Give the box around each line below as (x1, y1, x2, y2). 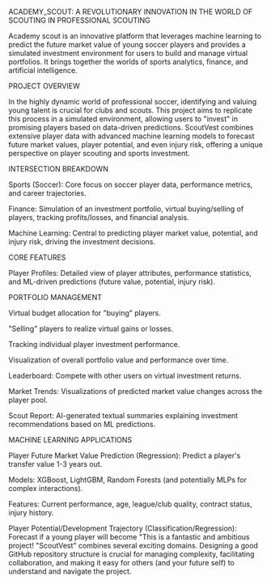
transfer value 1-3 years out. (8, 459, 103, 468)
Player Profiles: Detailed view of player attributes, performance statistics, (8, 269, 252, 277)
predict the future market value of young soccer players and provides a (8, 40, 247, 49)
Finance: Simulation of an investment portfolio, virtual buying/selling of (8, 204, 244, 214)
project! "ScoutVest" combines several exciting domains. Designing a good (8, 541, 259, 550)
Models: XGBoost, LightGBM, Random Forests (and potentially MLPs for (8, 475, 247, 485)
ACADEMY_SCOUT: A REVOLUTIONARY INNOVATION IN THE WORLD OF (8, 7, 253, 16)
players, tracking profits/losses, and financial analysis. (8, 213, 189, 222)
